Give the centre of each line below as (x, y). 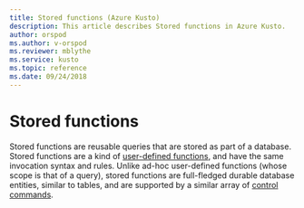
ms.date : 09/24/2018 (49, 77)
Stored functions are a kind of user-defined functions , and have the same (147, 156)
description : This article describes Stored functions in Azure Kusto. (147, 26)
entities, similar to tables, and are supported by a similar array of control (144, 184)
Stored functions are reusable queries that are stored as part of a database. (151, 147)
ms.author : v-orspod (49, 43)
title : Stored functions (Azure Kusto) (85, 18)
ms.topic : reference (49, 69)
